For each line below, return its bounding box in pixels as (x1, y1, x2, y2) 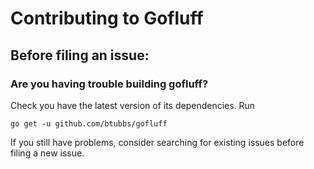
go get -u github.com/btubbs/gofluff (10, 118, 168, 129)
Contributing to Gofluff (10, 7, 204, 30)
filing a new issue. (10, 147, 85, 159)
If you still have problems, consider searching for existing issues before (10, 136, 305, 148)
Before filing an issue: (10, 47, 150, 64)
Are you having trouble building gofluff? (10, 77, 209, 91)
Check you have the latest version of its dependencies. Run (10, 99, 256, 111)
